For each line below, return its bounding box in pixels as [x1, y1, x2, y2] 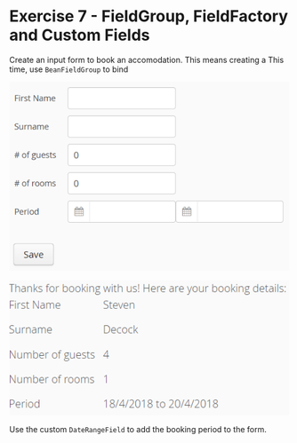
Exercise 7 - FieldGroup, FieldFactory [9, 6, 289, 27]
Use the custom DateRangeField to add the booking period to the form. [9, 423, 267, 434]
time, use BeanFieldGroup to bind [9, 64, 129, 75]
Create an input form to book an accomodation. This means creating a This [9, 54, 285, 65]
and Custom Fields [9, 25, 150, 45]
